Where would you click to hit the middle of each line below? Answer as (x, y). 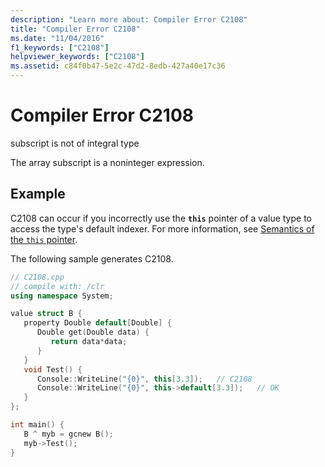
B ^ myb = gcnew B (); (68, 434)
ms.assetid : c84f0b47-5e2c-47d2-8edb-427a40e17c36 (118, 66)
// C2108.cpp (37, 277)
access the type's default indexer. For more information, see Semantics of (162, 228)
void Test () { (53, 369)
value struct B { (46, 314)
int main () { (37, 425)
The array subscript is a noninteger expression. (107, 162)
